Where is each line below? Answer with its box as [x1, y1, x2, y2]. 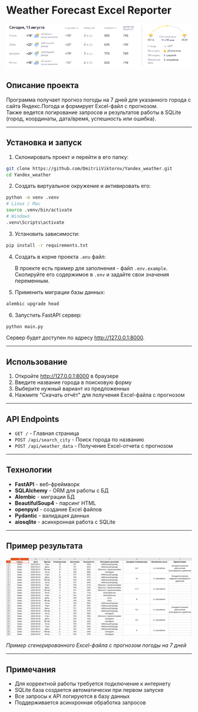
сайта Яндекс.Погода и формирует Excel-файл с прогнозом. [6, 102, 158, 109]
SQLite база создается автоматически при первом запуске [14, 687, 164, 694]
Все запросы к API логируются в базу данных [14, 693, 130, 700]
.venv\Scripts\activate [6, 219, 65, 225]
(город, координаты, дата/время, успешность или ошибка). [6, 115, 156, 122]
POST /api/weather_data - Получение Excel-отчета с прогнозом [14, 443, 173, 449]
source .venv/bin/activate [6, 207, 72, 213]
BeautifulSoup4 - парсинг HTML [14, 499, 96, 506]
